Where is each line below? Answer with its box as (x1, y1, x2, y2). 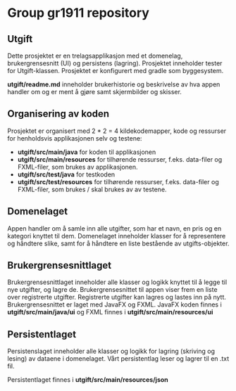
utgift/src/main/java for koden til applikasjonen (17, 148, 156, 156)
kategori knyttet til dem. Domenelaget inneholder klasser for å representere (7, 231, 226, 240)
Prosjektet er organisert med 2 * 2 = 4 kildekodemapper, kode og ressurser (7, 127, 227, 135)
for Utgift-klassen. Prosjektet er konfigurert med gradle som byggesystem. (7, 67, 224, 75)
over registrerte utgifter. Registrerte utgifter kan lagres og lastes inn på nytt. (7, 293, 227, 302)
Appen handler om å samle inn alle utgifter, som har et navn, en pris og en (7, 224, 222, 233)
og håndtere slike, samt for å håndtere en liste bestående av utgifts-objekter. (7, 239, 230, 248)
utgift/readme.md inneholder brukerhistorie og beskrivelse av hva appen (7, 80, 221, 89)
